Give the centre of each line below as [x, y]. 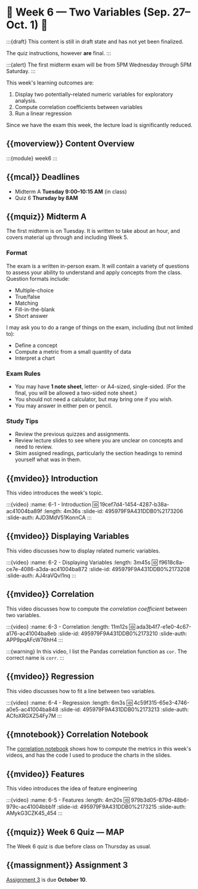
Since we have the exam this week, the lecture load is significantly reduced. [99, 125]
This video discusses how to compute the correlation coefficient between [97, 609]
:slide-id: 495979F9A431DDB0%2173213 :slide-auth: [124, 709]
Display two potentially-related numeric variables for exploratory [94, 94]
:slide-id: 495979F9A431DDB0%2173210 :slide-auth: [122, 633]
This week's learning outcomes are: [50, 83]
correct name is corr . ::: [35, 657]
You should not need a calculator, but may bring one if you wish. [94, 399]
